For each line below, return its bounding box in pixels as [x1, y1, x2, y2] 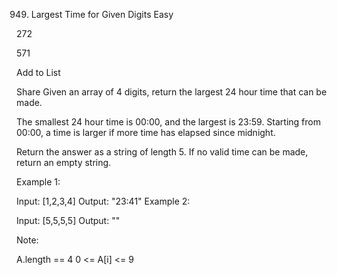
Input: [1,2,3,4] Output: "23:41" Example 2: [16, 195, 191, 207]
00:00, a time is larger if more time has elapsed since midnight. [16, 127, 276, 138]
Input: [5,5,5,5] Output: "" [16, 215, 121, 226]
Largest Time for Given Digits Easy [30, 9, 174, 20]
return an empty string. [16, 157, 112, 168]
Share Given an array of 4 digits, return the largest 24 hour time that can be [16, 86, 328, 98]
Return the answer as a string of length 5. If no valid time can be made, [16, 146, 309, 158]
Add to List [16, 67, 61, 78]
